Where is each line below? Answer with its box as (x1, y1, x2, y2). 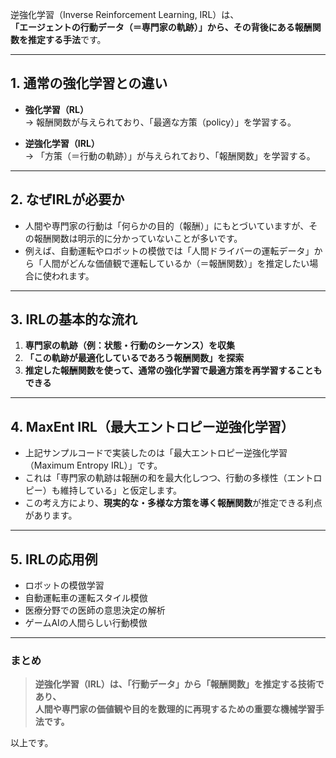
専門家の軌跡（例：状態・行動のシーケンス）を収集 (24, 339, 236, 352)
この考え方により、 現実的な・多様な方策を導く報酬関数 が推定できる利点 (24, 497, 323, 509)
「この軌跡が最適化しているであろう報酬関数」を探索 (24, 352, 245, 364)
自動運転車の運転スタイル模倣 (24, 592, 148, 604)
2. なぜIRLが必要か (10, 191, 125, 208)
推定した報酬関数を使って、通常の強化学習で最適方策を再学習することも (24, 364, 323, 377)
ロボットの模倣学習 (24, 579, 105, 592)
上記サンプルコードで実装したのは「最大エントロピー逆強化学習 (24, 447, 288, 459)
